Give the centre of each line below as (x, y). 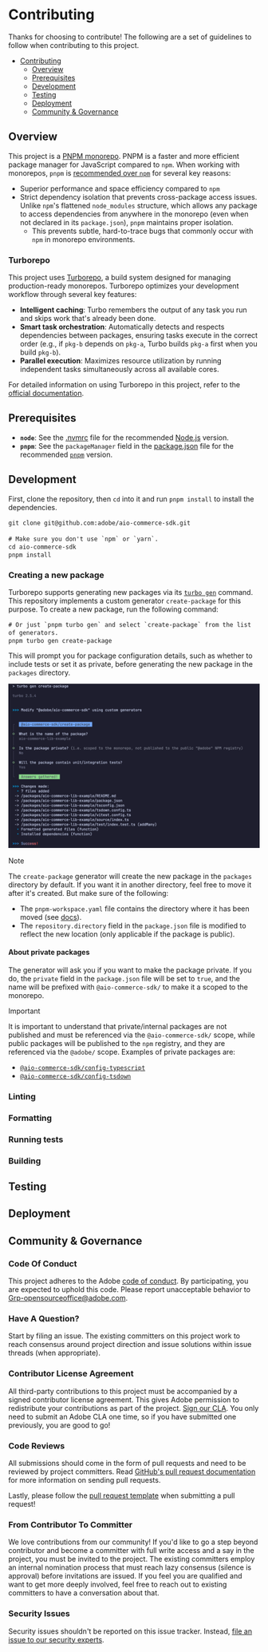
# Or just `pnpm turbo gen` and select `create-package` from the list (130, 624)
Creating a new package (57, 575)
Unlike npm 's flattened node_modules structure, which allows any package (138, 205)
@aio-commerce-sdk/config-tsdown (75, 1076)
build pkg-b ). (40, 352)
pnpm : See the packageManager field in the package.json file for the (126, 446)
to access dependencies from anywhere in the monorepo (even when (134, 214)
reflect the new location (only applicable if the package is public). (127, 934)
